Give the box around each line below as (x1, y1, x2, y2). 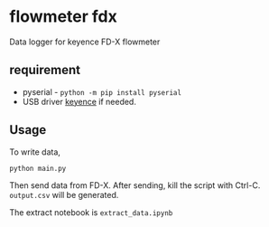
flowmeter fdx (9, 6, 117, 27)
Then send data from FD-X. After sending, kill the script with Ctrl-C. (9, 179, 261, 191)
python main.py (9, 164, 67, 173)
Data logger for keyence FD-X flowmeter (9, 36, 161, 47)
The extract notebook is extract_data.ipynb (9, 206, 173, 218)
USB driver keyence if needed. (22, 96, 137, 107)
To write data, (9, 147, 61, 157)
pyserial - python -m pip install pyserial (22, 86, 182, 97)
